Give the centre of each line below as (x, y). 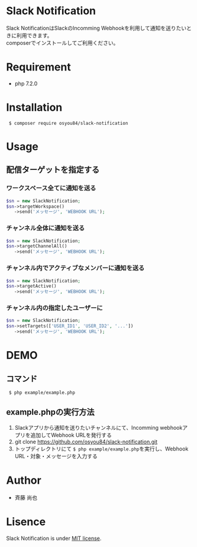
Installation (34, 107)
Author (24, 480)
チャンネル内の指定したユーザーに (54, 308)
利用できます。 (34, 35)
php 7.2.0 (26, 83)
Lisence (26, 522)
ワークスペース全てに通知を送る (51, 188)
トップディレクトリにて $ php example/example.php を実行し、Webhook (101, 449)
